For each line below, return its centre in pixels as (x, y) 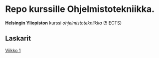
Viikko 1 (13, 50)
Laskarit (18, 38)
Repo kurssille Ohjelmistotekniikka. (80, 9)
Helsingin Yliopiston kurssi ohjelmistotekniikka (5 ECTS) (64, 23)
